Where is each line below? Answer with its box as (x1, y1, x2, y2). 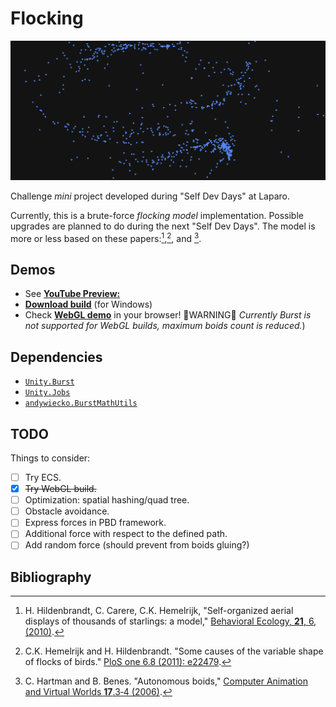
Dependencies (10, 348, 103, 366)
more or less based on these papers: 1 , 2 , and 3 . (10, 230, 202, 244)
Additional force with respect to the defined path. (24, 528, 228, 540)
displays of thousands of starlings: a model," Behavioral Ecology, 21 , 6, (24, 615, 317, 627)
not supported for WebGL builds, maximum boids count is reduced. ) (24, 320, 306, 332)
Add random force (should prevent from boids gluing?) (24, 539, 250, 551)
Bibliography (10, 568, 92, 586)
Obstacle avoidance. (24, 505, 110, 517)
